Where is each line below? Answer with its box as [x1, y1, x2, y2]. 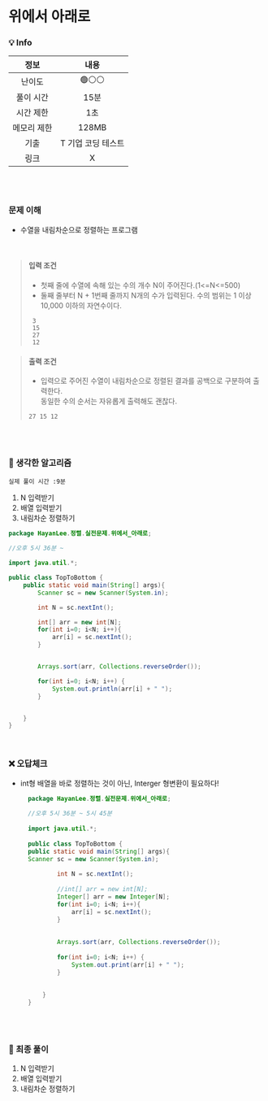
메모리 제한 [12, 123, 53, 134]
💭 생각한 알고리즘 [8, 457, 71, 468]
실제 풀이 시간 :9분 [8, 477, 67, 486]
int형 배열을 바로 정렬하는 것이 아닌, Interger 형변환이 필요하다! [19, 778, 219, 788]
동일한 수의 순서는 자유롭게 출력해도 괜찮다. [40, 396, 178, 407]
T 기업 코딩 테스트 [59, 137, 125, 149]
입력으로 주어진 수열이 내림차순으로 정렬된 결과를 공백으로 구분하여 [40, 376, 252, 386]
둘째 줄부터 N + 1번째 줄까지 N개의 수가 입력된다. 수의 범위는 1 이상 [40, 290, 252, 300]
